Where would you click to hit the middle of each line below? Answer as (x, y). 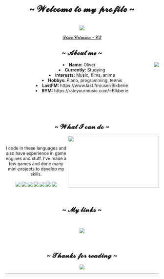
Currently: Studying (85, 70)
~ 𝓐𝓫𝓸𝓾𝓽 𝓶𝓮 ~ (82, 53)
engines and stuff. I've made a (36, 158)
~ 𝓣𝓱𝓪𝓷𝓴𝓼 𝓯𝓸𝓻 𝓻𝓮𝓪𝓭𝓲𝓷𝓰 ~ (82, 255)
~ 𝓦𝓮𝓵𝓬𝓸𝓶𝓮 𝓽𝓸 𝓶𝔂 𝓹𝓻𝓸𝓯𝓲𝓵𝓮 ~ (82, 9)
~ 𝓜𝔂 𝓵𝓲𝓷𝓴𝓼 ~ (82, 209)
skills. (36, 174)
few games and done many (36, 163)
